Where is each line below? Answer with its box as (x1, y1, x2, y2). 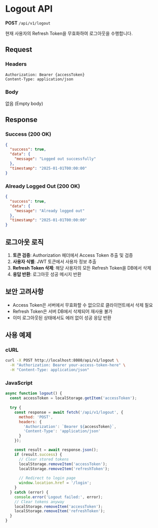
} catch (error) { (10, 489, 49, 495)
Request (5, 45, 32, 54)
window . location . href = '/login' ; (18, 480, 92, 485)
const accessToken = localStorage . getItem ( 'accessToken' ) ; (10, 395, 137, 401)
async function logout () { (5, 391, 62, 396)
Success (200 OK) (5, 130, 52, 138)
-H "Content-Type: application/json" (10, 368, 90, 373)
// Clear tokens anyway (14, 499, 65, 504)
